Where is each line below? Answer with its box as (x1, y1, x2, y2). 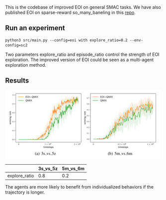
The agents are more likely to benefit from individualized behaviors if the (5, 184, 154, 190)
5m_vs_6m (62, 165, 84, 171)
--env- (129, 37, 143, 43)
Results (5, 77, 29, 85)
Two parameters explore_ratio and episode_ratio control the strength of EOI (5, 51, 160, 57)
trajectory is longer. (5, 189, 45, 195)
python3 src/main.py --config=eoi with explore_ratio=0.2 (5, 37, 128, 43)
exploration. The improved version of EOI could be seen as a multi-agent (5, 57, 154, 63)
